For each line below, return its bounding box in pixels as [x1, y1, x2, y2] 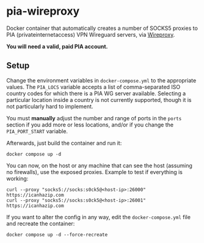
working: [6, 175, 29, 182]
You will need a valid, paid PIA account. [6, 43, 108, 50]
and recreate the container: [6, 220, 75, 227]
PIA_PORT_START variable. [6, 127, 68, 135]
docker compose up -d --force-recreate [6, 231, 108, 238]
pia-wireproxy [6, 4, 80, 18]
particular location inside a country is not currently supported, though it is [6, 96, 192, 103]
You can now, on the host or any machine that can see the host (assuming [6, 162, 192, 169]
